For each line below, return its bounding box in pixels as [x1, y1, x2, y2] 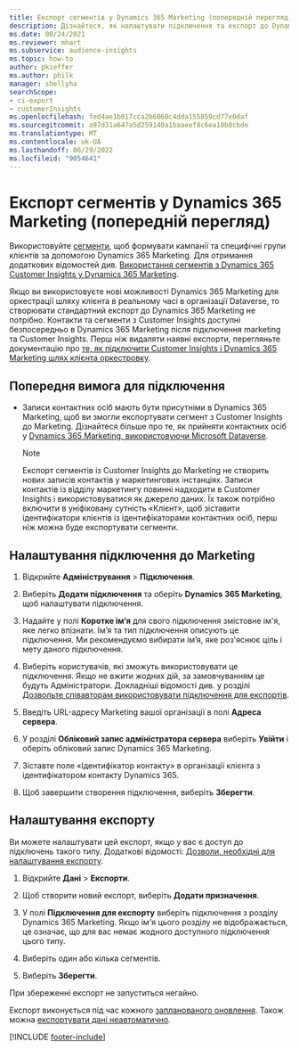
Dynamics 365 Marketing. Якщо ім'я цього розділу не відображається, [21, 916, 288, 927]
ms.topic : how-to [9, 54, 74, 63]
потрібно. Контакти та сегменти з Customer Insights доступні [9, 315, 241, 325]
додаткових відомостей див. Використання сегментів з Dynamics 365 [9, 259, 274, 270]
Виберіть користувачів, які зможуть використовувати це [21, 661, 238, 672]
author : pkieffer [9, 63, 74, 72]
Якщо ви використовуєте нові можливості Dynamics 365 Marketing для [9, 286, 279, 297]
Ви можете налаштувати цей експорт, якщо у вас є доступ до [9, 836, 244, 847]
